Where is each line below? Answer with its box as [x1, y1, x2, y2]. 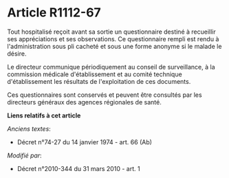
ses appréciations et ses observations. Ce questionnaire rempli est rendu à [7, 34, 219, 43]
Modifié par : [7, 151, 43, 159]
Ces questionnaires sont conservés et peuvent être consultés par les [7, 91, 202, 99]
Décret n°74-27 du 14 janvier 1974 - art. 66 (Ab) [17, 137, 153, 146]
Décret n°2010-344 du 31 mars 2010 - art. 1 [17, 164, 140, 173]
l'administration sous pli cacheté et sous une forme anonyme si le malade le [7, 42, 222, 50]
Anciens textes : [7, 124, 52, 133]
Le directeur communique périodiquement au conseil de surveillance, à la [7, 63, 215, 71]
